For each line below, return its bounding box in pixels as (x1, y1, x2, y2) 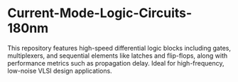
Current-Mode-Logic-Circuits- (7, 5, 193, 21)
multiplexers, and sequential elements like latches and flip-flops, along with (7, 51, 228, 60)
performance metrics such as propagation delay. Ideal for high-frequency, (7, 58, 225, 67)
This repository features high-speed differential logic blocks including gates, (7, 43, 231, 52)
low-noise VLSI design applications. (7, 66, 112, 75)
